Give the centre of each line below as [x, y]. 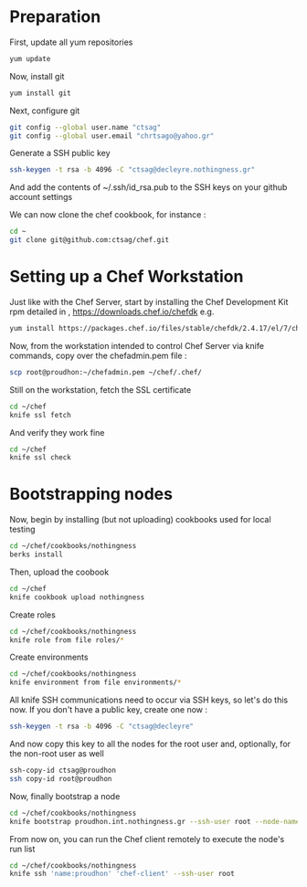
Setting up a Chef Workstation [127, 277]
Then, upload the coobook [59, 572]
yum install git [40, 93]
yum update [30, 58]
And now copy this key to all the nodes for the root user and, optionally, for [150, 744]
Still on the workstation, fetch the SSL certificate [101, 389]
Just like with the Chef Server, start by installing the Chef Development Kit [149, 302]
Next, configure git [45, 111]
